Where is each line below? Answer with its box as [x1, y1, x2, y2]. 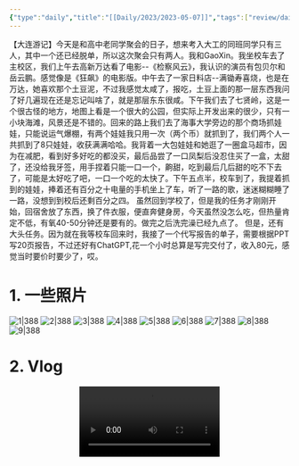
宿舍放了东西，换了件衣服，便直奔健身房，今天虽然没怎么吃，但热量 [32, 206, 282, 217]
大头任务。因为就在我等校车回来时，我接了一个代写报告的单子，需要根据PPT [9, 229, 289, 239]
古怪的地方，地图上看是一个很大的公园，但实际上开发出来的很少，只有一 [24, 105, 290, 116]
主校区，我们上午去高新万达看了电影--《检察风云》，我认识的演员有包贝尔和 [9, 61, 286, 71]
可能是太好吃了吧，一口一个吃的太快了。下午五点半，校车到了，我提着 [24, 172, 282, 183]
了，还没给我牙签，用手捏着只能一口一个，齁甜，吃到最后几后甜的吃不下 [9, 162, 274, 172]
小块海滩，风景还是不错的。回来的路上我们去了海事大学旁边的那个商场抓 [9, 117, 274, 128]
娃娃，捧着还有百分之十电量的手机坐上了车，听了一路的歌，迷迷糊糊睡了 [24, 184, 290, 195]
